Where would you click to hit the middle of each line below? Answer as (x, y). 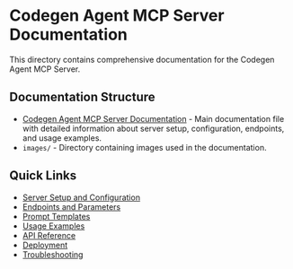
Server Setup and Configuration (81, 197)
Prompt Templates (56, 216)
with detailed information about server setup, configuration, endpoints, (153, 128)
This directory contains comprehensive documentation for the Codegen (142, 59)
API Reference (49, 235)
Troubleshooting (53, 254)
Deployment (45, 245)
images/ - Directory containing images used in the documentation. (144, 147)
